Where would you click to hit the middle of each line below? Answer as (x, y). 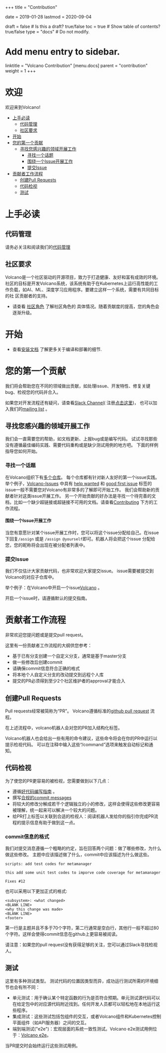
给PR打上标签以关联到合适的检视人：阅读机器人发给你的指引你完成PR (83, 816)
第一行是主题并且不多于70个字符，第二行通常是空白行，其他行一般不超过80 (82, 928)
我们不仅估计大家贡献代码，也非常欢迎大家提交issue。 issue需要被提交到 (80, 571)
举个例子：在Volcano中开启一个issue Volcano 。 (54, 588)
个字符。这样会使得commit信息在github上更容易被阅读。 (63, 934)
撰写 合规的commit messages (42, 797)
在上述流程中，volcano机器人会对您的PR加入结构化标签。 (64, 727)
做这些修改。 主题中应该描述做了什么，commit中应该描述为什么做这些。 (79, 855)
